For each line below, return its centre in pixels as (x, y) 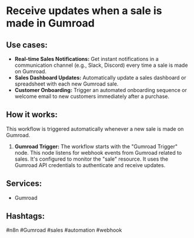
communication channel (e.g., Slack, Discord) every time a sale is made (101, 65)
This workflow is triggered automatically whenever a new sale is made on (95, 129)
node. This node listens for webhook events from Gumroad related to (98, 152)
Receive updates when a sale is (84, 11)
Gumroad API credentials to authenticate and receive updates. (90, 165)
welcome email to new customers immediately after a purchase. (92, 96)
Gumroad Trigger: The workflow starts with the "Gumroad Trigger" (96, 146)
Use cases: (27, 45)
